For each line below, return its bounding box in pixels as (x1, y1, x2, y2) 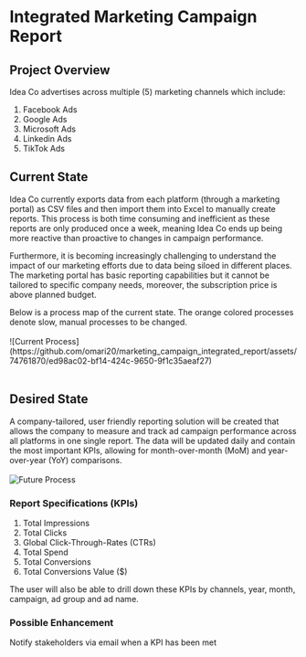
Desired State (9, 391, 89, 408)
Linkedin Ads (22, 133, 72, 143)
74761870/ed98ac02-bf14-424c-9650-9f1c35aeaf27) (9, 355, 213, 366)
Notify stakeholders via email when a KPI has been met (9, 637, 217, 648)
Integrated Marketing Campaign (9, 6, 258, 27)
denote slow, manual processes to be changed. (9, 316, 187, 327)
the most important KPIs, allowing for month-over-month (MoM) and (9, 445, 267, 456)
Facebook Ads (22, 104, 78, 115)
